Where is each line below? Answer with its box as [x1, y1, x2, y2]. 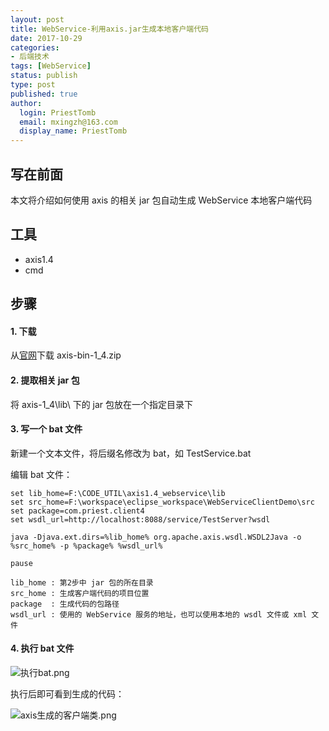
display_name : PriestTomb [19, 126, 128, 136]
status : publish [10, 71, 78, 81]
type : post [10, 80, 56, 90]
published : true [10, 89, 78, 99]
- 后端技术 [10, 52, 50, 62]
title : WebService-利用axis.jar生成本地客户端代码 [10, 24, 209, 34]
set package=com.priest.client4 [10, 506, 145, 516]
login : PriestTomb [19, 107, 97, 118]
